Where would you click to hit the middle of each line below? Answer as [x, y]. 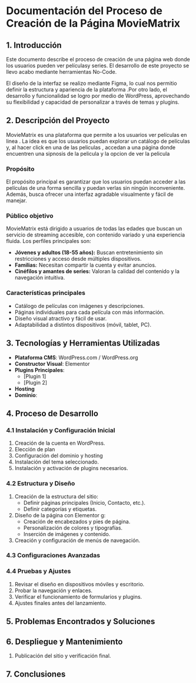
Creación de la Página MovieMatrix [93, 23]
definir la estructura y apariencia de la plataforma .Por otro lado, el [87, 89]
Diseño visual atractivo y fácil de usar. [61, 318]
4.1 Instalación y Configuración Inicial [61, 430]
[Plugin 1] [35, 376]
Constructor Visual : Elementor [52, 363]
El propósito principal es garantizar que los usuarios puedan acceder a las [96, 182]
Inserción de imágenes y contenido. [67, 534]
